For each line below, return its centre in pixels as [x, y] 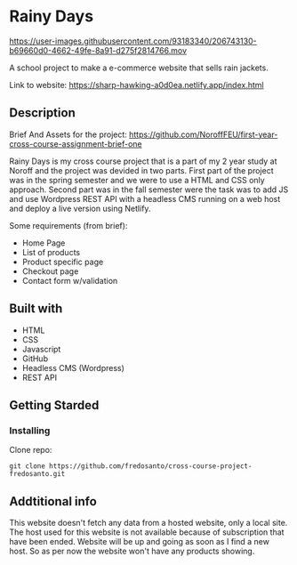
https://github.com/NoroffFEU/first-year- [203, 134]
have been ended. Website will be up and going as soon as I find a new [139, 542]
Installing [30, 431]
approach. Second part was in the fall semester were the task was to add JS [149, 190]
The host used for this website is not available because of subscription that [147, 532]
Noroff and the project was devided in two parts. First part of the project [141, 170]
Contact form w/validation [70, 280]
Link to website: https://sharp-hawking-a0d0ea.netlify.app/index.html [136, 85]
